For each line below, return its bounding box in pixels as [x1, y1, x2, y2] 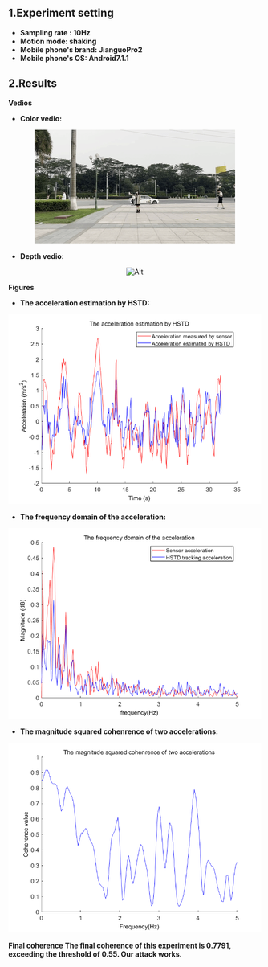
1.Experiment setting [8, 6, 114, 20]
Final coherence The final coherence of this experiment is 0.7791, [8, 940, 231, 951]
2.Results [8, 76, 58, 91]
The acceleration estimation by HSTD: [19, 297, 150, 308]
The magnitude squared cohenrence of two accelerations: [19, 727, 219, 736]
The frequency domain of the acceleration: [19, 512, 166, 522]
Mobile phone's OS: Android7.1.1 [19, 53, 129, 63]
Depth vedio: [19, 251, 64, 260]
